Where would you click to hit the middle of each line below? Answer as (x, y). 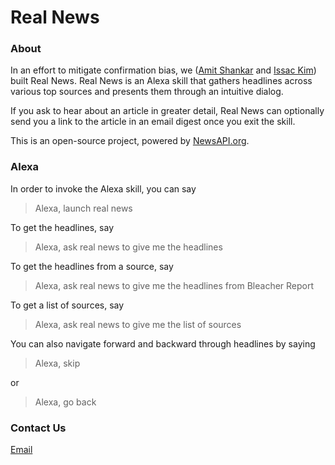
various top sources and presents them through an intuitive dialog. (147, 92)
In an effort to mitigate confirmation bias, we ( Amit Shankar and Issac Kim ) (163, 70)
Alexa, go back (65, 402)
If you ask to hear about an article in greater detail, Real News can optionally (167, 111)
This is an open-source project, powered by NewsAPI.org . (130, 141)
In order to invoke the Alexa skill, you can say (103, 188)
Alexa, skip (57, 363)
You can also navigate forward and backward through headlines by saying (163, 343)
